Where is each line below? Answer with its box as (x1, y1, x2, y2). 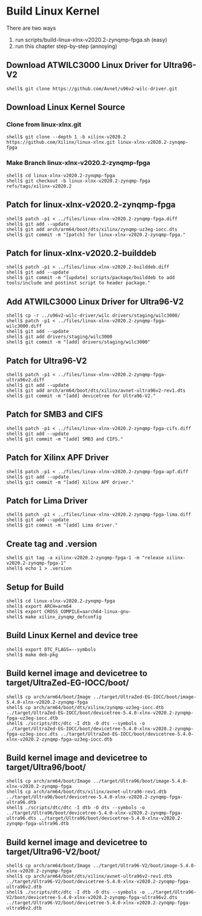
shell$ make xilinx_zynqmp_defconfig (6, 614, 102, 620)
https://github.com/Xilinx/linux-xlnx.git (6, 140, 115, 146)
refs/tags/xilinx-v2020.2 (6, 183, 72, 189)
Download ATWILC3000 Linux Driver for (6, 60, 162, 70)
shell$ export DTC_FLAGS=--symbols (6, 646, 96, 653)
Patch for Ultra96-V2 (6, 355, 87, 366)
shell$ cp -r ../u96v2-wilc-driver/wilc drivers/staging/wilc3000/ (6, 312, 181, 319)
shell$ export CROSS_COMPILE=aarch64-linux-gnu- (6, 608, 132, 615)
